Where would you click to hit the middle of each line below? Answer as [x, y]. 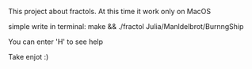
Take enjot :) [29, 57]
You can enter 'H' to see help [56, 42]
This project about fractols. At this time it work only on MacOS [110, 11]
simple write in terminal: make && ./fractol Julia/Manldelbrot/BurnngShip [126, 26]
